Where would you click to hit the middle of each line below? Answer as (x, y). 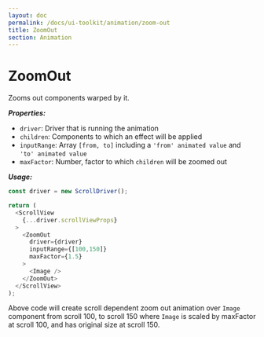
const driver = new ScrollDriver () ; (68, 192)
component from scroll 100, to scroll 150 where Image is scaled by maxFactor (132, 317)
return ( (22, 206)
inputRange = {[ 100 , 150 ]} (68, 249)
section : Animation (40, 37)
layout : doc (27, 15)
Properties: (27, 113)
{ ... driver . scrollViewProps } (70, 220)
